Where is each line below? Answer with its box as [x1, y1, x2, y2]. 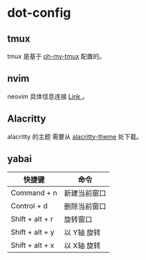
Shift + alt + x [10, 240, 54, 250]
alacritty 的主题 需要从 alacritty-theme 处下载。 [7, 132, 143, 140]
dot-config [7, 5, 71, 21]
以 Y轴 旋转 [64, 228, 101, 238]
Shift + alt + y [10, 227, 54, 237]
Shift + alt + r [10, 215, 54, 224]
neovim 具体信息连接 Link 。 [7, 92, 89, 101]
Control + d [10, 201, 48, 211]
